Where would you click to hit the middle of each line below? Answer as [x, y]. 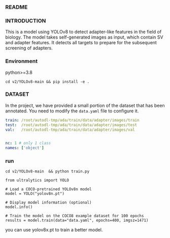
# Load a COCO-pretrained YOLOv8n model [49, 189]
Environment [22, 61]
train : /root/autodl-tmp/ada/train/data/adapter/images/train [72, 120]
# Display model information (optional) [49, 203]
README [16, 7]
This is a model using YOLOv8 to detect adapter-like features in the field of [83, 32]
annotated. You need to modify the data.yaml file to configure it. [72, 111]
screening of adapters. [29, 48]
